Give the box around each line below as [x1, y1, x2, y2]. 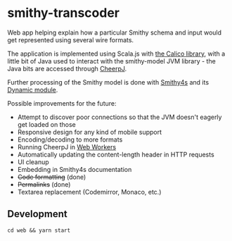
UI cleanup [17, 157, 49, 166]
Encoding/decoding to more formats [17, 135, 123, 144]
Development [7, 208, 68, 220]
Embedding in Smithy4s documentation [17, 165, 132, 173]
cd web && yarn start [7, 227, 71, 234]
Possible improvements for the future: [7, 99, 117, 107]
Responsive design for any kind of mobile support [17, 128, 162, 136]
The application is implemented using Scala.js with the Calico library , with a [7, 49, 226, 58]
